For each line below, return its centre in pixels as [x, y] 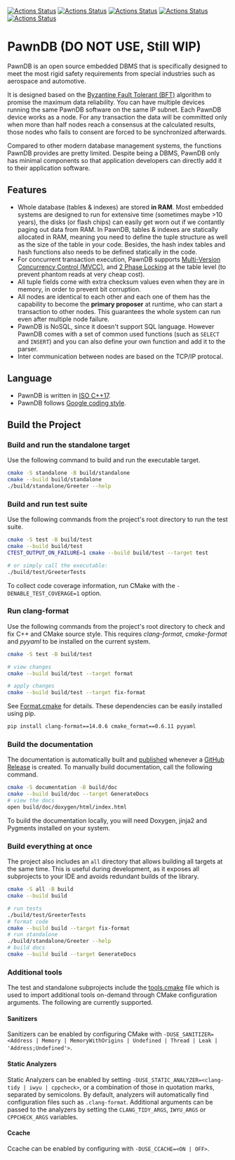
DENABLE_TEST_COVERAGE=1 [43, 594]
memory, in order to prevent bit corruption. [79, 289]
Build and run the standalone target [69, 445]
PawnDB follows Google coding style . [72, 403]
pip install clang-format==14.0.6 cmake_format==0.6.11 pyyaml [102, 726]
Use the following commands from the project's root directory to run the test [117, 519]
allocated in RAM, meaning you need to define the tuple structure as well [122, 237]
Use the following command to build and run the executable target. [104, 460]
